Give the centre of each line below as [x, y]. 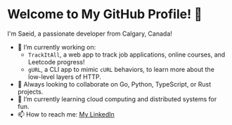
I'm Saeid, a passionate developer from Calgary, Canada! [90, 34]
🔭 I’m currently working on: [57, 47]
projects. [30, 91]
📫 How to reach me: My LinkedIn [66, 114]
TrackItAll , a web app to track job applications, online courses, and [127, 54]
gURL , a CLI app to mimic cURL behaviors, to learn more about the [121, 69]
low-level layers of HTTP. [65, 77]
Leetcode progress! [56, 61]
